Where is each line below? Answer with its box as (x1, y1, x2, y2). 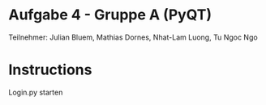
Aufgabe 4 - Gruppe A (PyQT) (8, 6, 212, 24)
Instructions (8, 61, 92, 79)
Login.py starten (8, 87, 63, 97)
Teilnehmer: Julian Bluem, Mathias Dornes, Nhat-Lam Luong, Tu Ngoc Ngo (8, 32, 258, 42)
